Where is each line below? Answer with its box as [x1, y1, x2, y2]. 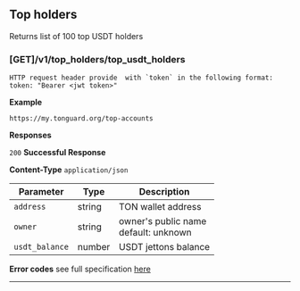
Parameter [18, 186, 64, 198]
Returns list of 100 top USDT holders [9, 30, 144, 41]
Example [9, 97, 43, 108]
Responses [9, 129, 52, 141]
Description [138, 186, 190, 198]
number [77, 241, 111, 254]
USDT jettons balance [119, 241, 211, 254]
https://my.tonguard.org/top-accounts [9, 114, 154, 123]
